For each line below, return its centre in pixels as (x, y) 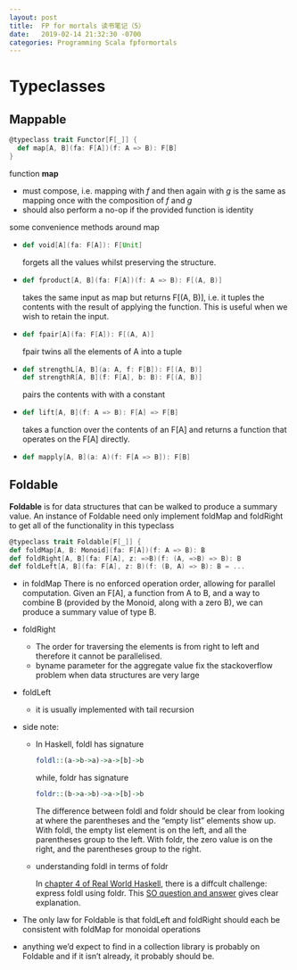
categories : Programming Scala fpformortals (93, 42)
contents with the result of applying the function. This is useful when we (155, 307)
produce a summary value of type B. (89, 612)
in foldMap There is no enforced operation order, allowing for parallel (148, 584)
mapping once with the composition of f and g (107, 200)
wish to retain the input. (66, 316)
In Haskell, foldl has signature (90, 744)
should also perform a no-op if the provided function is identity (138, 210)
